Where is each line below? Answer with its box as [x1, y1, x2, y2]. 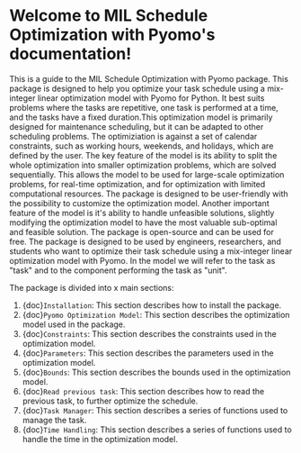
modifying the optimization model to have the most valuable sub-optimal [9, 217, 278, 228]
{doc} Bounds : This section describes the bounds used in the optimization [22, 367, 291, 377]
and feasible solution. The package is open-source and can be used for [9, 226, 274, 237]
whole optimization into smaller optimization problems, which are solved [9, 159, 277, 170]
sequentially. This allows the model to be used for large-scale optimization [9, 168, 285, 180]
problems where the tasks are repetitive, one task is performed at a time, [9, 102, 279, 113]
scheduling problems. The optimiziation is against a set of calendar [9, 131, 258, 141]
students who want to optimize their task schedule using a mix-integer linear [9, 245, 293, 257]
